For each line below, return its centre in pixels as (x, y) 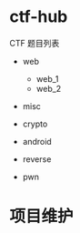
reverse (37, 159)
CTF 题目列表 (35, 43)
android (37, 141)
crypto (35, 124)
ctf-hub (39, 17)
